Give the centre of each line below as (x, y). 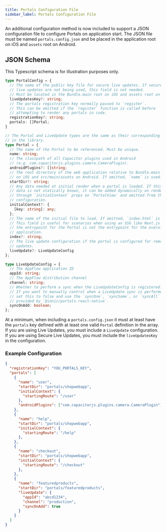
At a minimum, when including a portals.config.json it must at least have (80, 320)
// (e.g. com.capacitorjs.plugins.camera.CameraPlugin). (69, 163)
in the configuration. (26, 341)
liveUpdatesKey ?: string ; (36, 99)
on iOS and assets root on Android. (41, 44)
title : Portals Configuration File (42, 10)
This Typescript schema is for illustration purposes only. (62, 72)
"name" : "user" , (35, 382)
